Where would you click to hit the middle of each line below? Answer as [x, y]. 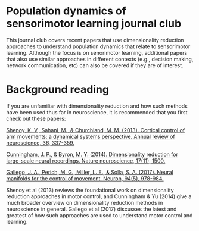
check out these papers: [36, 118]
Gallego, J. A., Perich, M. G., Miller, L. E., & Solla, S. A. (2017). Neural [90, 172]
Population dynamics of [66, 11]
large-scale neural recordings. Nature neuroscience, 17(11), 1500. [86, 160]
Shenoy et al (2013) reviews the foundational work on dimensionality [90, 190]
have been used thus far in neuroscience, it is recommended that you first [97, 112]
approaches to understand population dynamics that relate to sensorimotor [98, 46]
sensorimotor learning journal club [94, 24]
